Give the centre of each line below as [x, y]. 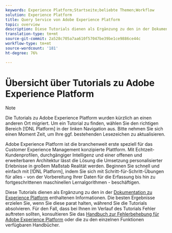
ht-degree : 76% [21, 53]
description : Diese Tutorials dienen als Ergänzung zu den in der [78, 29]
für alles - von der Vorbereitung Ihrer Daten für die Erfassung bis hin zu [80, 177]
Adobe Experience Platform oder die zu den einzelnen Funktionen [75, 220]
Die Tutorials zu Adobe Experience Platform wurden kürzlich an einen [79, 118]
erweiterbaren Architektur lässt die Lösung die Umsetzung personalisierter [84, 161]
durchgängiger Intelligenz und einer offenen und [91, 155]
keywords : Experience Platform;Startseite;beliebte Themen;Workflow [80, 10]
